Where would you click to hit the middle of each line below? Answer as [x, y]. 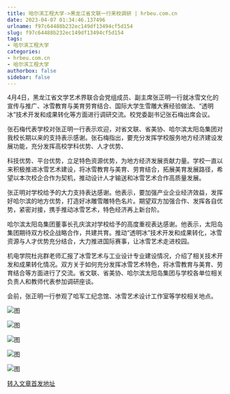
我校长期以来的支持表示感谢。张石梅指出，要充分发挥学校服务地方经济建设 [112, 138]
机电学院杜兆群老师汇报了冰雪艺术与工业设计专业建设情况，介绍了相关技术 [112, 256]
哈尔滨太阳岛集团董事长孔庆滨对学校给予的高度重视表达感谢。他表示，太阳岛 [115, 224]
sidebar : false [29, 77]
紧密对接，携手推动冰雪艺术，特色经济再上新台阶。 [91, 210]
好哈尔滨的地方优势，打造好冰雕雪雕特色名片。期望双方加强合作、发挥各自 [112, 201]
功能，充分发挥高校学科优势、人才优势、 [70, 146]
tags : [15, 39]
